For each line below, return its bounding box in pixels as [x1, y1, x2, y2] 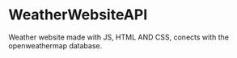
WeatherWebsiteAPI [8, 6, 148, 24]
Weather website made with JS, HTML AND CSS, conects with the [8, 32, 229, 42]
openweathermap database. [8, 40, 103, 50]
